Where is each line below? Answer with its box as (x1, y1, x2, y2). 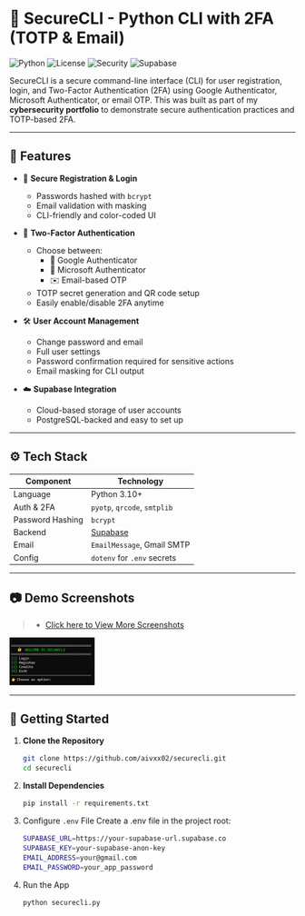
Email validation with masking (35, 200, 147, 211)
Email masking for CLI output (35, 365, 145, 376)
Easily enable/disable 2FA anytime (35, 297, 165, 308)
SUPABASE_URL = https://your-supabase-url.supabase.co (22, 834, 227, 843)
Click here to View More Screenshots (44, 619, 184, 630)
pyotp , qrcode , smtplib (90, 502, 173, 513)
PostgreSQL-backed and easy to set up (35, 413, 184, 425)
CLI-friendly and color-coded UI (35, 209, 156, 221)
